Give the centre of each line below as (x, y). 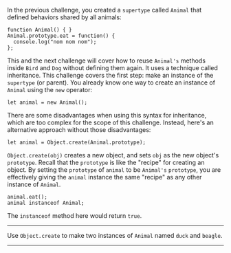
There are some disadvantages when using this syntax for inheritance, (107, 115)
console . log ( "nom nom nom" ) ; (55, 42)
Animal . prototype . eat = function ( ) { (61, 36)
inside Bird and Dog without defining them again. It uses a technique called (113, 68)
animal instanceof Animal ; (46, 203)
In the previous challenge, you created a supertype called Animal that (104, 10)
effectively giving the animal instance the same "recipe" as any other (104, 177)
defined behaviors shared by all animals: (64, 17)
